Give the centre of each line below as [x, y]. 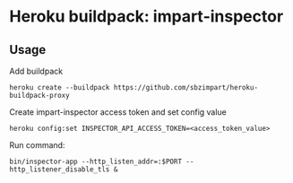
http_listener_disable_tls [60, 170]
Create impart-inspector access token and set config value [118, 112]
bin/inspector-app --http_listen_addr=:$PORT [95, 161]
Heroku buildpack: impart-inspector [146, 17]
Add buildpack [36, 71]
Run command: [37, 145]
